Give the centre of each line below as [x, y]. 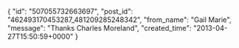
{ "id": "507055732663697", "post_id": [70, 11]
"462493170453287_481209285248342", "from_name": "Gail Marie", [119, 20]
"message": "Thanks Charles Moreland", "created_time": [99, 28]
